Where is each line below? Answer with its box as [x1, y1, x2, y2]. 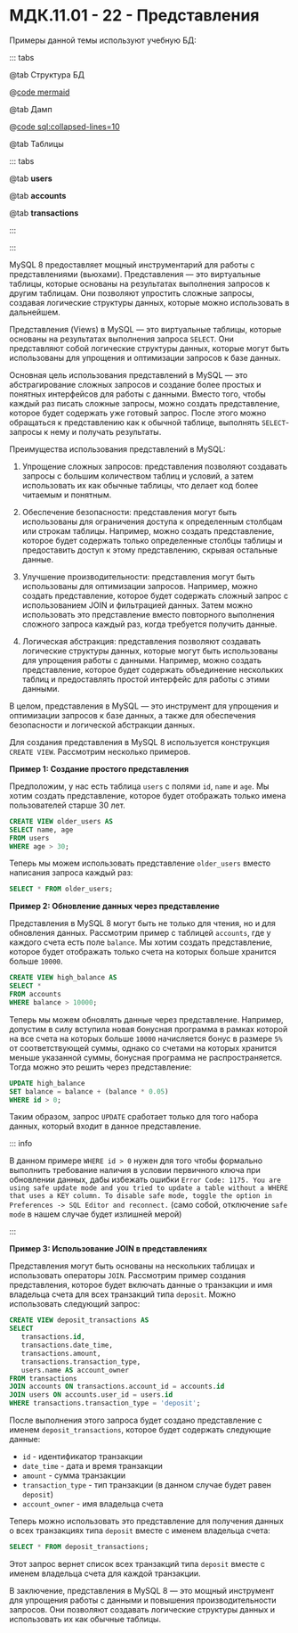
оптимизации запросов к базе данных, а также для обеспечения [9, 710, 256, 720]
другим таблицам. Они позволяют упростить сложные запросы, [9, 287, 255, 299]
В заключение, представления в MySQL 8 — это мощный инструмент [9, 1585, 275, 1596]
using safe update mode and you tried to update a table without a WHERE [9, 1184, 289, 1193]
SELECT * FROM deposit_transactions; [9, 1543, 149, 1552]
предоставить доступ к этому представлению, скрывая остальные [21, 545, 278, 555]
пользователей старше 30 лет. [9, 800, 126, 810]
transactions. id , [20, 1333, 86, 1342]
